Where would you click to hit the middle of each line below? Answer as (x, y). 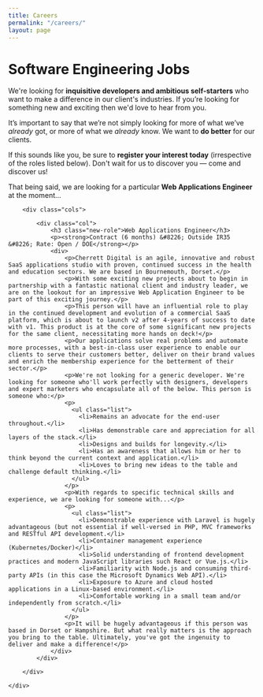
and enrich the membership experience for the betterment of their (121, 362)
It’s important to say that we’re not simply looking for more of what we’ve (126, 123)
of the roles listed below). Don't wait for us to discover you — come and (125, 163)
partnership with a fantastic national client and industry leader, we (128, 286)
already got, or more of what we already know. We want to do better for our (131, 132)
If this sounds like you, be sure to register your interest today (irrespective (130, 155)
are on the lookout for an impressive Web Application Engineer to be (126, 293)
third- (241, 568)
